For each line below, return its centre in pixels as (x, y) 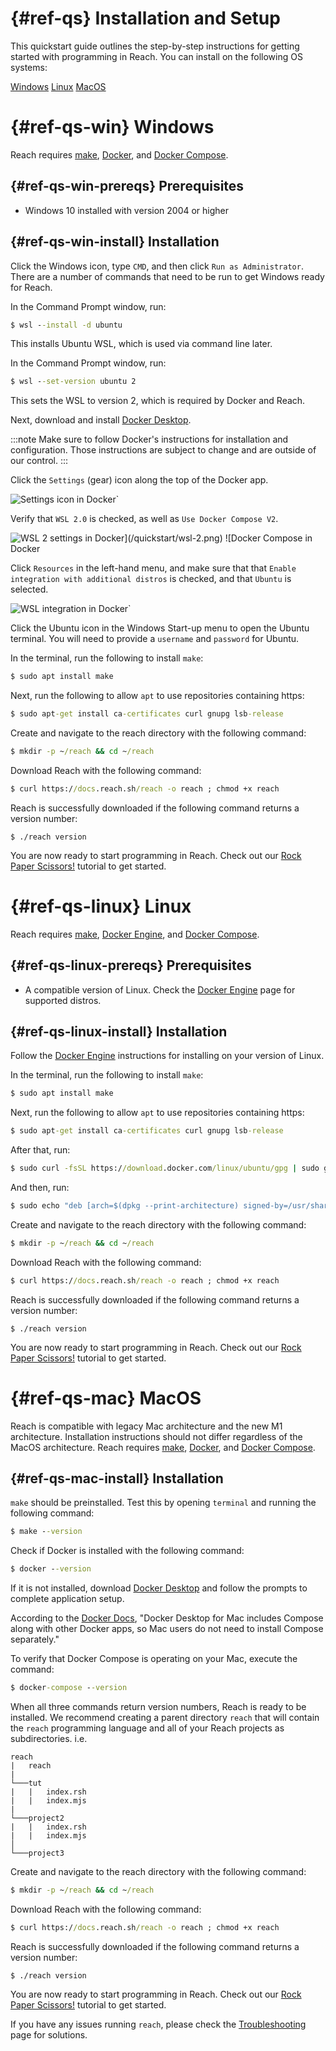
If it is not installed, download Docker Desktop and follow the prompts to (159, 1588)
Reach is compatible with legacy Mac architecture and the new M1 (146, 1426)
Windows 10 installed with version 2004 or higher (127, 210)
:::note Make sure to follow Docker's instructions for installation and (149, 439)
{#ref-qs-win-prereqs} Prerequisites (127, 186)
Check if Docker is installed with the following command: (127, 1551)
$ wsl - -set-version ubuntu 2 (73, 382)
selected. (29, 589)
